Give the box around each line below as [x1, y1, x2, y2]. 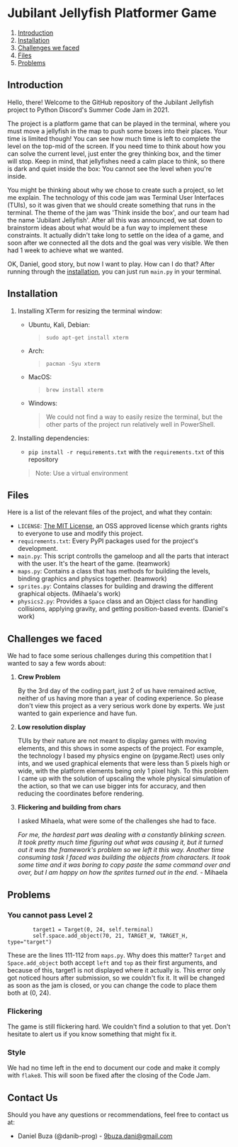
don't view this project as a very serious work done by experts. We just [17, 702, 225, 710]
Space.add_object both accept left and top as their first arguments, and [7, 958, 217, 967]
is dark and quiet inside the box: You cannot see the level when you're [7, 164, 212, 173]
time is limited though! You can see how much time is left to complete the [7, 134, 221, 142]
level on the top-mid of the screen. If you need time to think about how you [7, 142, 226, 150]
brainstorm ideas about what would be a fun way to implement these [7, 223, 208, 232]
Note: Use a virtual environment [35, 469, 129, 477]
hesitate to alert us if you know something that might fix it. [7, 1030, 177, 1039]
